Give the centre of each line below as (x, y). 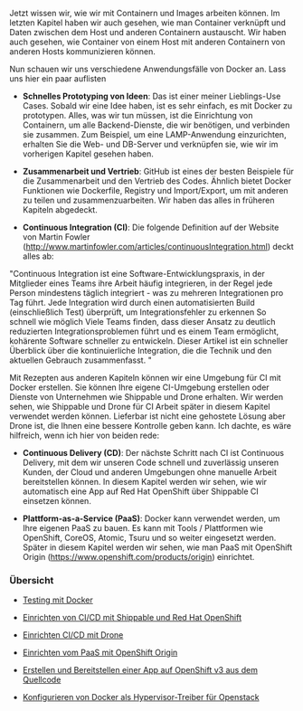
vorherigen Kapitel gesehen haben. (88, 154)
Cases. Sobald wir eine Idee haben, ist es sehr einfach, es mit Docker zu (157, 106)
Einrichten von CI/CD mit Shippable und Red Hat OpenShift (132, 618)
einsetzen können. (57, 501)
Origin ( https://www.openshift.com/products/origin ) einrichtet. (138, 557)
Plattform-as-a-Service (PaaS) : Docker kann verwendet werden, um (151, 518)
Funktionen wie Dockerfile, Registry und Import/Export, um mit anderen (155, 190)
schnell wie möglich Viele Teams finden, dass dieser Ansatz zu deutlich (142, 322)
